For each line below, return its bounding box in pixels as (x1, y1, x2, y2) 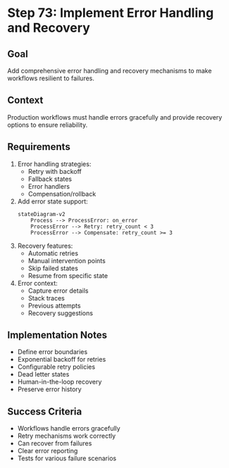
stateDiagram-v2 (17, 210, 66, 217)
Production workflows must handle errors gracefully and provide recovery (7, 113, 223, 121)
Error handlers (27, 182, 70, 191)
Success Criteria (7, 405, 82, 417)
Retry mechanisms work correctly (17, 431, 116, 441)
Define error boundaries (17, 348, 88, 356)
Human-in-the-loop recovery (17, 378, 102, 386)
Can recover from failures (17, 439, 92, 448)
